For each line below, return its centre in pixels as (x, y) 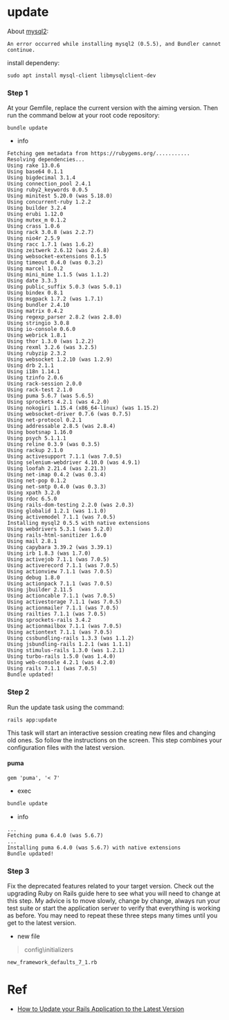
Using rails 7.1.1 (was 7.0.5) (52, 669)
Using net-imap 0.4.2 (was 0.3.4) (57, 475)
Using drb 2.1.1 (30, 366)
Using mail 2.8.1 (32, 542)
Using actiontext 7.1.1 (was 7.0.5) (60, 632)
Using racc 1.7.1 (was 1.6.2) (51, 244)
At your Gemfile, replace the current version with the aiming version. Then (113, 108)
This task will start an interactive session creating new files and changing (111, 733)
